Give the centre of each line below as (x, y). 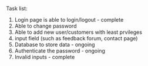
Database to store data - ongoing (55, 44)
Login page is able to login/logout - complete (69, 20)
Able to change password (46, 26)
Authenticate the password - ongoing (60, 51)
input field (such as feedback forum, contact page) (76, 38)
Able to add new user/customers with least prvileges (78, 32)
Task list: (17, 8)
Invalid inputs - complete (45, 57)
